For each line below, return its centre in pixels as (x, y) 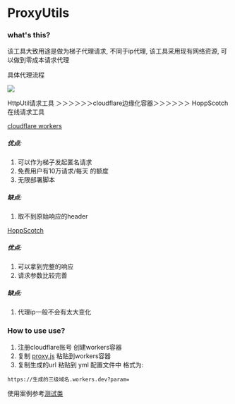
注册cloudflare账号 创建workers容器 (70, 347)
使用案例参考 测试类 (35, 393)
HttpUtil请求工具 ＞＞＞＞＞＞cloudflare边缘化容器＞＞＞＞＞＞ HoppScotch (118, 103)
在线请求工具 (26, 112)
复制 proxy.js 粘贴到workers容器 (64, 356)
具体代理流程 (26, 75)
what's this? (29, 35)
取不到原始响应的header (53, 216)
